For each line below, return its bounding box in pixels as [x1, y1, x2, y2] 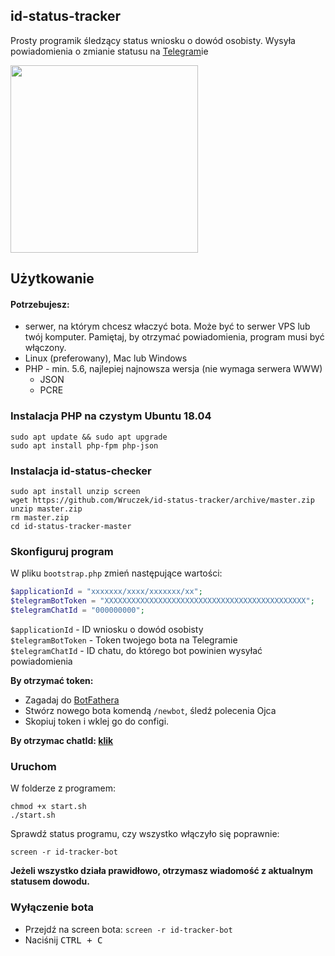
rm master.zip [10, 513, 70, 523]
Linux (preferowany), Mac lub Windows [24, 352, 188, 364]
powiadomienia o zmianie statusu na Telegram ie [10, 45, 209, 57]
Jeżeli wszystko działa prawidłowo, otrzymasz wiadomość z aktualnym [10, 865, 314, 877]
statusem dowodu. [10, 875, 91, 888]
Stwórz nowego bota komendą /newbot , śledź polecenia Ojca [24, 704, 277, 716]
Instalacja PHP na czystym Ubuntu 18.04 [10, 409, 212, 423]
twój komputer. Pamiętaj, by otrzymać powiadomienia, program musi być [24, 331, 325, 343]
